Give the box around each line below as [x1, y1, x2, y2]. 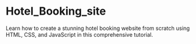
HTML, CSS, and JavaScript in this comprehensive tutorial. [5, 31, 153, 38]
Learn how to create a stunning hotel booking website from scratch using [5, 24, 190, 32]
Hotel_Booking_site [5, 4, 106, 18]
